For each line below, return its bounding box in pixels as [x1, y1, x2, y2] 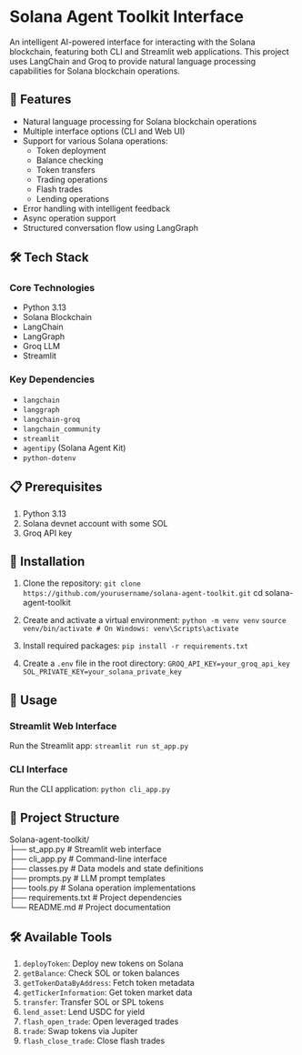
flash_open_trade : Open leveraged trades [22, 1016, 179, 1027]
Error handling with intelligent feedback [22, 203, 171, 214]
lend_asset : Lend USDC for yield [22, 1006, 146, 1017]
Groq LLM [22, 341, 61, 352]
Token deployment [35, 145, 106, 156]
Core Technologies [9, 282, 96, 295]
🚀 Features [9, 92, 72, 107]
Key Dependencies [9, 373, 96, 386]
